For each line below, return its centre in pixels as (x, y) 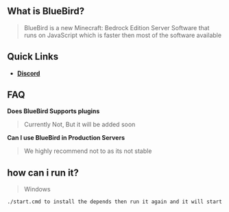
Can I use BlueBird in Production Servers (66, 138)
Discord (28, 73)
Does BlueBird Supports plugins (53, 111)
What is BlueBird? (46, 11)
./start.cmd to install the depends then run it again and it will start (115, 202)
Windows (37, 189)
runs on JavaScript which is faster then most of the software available (122, 35)
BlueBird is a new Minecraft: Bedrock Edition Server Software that (117, 27)
